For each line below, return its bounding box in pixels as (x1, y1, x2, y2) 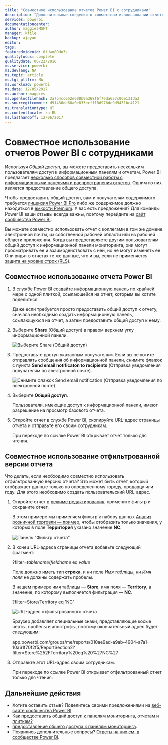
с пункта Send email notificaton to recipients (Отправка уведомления (12, 362, 161, 368)
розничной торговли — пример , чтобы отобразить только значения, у (12, 519, 162, 525)
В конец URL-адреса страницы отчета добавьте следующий (12, 544, 141, 550)
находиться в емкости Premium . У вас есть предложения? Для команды (5, 205, 160, 211)
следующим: (12, 629, 40, 635)
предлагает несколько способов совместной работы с (5, 174, 123, 180)
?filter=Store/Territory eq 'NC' (12, 599, 74, 605)
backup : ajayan (5, 36, 37, 41)
